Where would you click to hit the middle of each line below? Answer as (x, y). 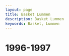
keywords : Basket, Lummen (32, 24)
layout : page (19, 10)
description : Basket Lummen (35, 19)
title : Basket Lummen (28, 14)
